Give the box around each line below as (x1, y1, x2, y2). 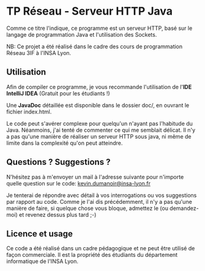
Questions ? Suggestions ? (6, 157, 111, 167)
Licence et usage (6, 228, 73, 239)
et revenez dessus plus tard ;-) (19, 211, 97, 218)
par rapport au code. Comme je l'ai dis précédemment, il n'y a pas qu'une (6, 198, 193, 205)
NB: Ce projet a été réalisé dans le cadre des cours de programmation (6, 43, 183, 50)
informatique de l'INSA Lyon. (6, 258, 78, 265)
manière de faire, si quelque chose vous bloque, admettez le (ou (6, 204, 168, 212)
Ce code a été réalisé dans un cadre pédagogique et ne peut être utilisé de (6, 245, 195, 252)
